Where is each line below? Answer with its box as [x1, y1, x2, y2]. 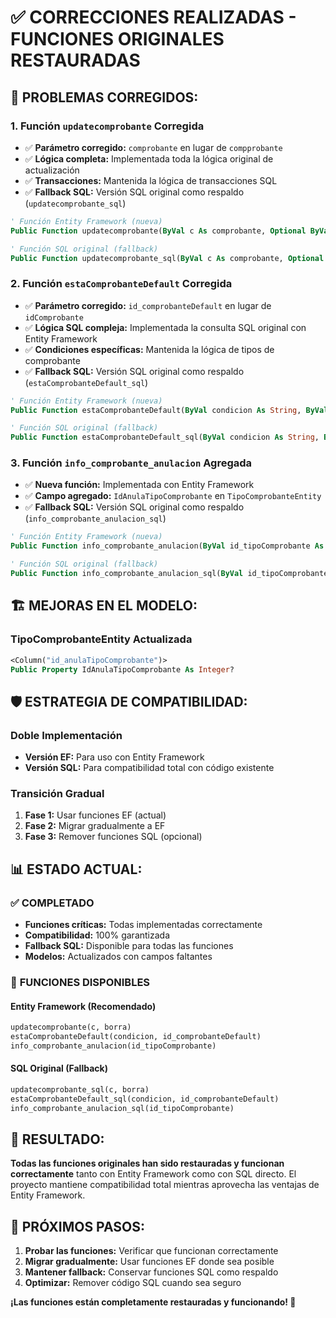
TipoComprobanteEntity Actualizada [10, 632, 193, 646]
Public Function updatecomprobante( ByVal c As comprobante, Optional [10, 226, 307, 236]
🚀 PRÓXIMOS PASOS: [10, 1218, 146, 1235]
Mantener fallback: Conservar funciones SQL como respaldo [24, 1266, 279, 1278]
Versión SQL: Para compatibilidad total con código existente [24, 762, 275, 774]
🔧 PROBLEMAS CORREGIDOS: [10, 89, 199, 106]
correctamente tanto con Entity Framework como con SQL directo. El [10, 1168, 297, 1180]
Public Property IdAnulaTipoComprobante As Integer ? [10, 664, 235, 675]
